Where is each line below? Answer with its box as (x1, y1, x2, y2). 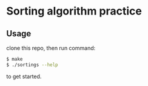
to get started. (6, 73, 42, 80)
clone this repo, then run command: (6, 44, 96, 51)
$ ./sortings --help (6, 62, 59, 68)
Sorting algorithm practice (6, 4, 143, 18)
